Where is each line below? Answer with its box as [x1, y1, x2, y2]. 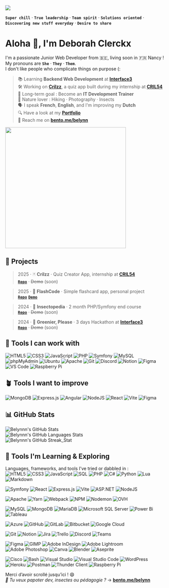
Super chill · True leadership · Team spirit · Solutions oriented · [5, 15, 145, 20]
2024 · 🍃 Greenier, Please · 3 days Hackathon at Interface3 [17, 318, 143, 325]
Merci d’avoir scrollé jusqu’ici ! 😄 [5, 572, 75, 577]
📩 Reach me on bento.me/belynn [17, 117, 88, 123]
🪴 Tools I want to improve [5, 379, 89, 387]
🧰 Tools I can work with [5, 339, 80, 348]
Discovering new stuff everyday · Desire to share [5, 20, 112, 26]
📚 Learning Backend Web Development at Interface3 [17, 76, 132, 82]
